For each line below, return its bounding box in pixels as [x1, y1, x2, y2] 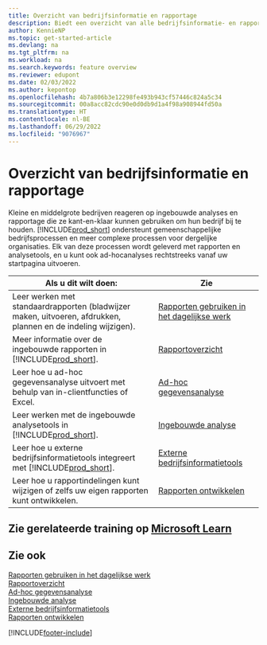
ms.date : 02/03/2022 [8, 78, 77, 86]
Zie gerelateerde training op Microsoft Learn [8, 522, 232, 535]
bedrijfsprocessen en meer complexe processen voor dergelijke [8, 233, 218, 243]
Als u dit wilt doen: [44, 277, 118, 288]
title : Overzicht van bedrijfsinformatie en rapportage [8, 11, 197, 20]
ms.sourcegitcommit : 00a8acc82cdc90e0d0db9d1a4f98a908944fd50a [8, 100, 222, 108]
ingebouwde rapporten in [12, 343, 107, 354]
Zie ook [8, 549, 46, 562]
